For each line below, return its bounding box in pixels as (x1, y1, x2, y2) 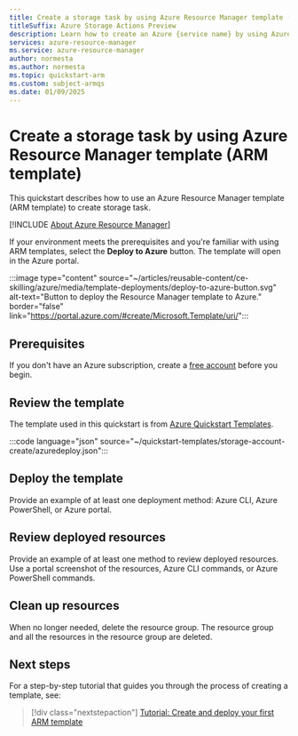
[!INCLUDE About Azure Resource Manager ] (9, 220, 171, 230)
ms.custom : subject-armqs (9, 79, 105, 88)
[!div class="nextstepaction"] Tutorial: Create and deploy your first (30, 708, 275, 718)
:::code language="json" (9, 436, 98, 447)
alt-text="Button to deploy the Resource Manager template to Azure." (9, 292, 263, 302)
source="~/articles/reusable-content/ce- (98, 273, 249, 284)
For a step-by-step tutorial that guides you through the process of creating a (9, 681, 288, 692)
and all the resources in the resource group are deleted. (9, 631, 213, 642)
